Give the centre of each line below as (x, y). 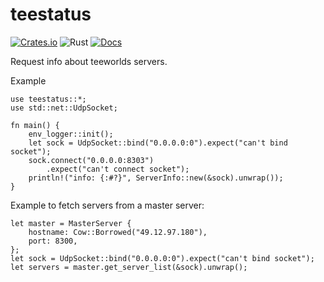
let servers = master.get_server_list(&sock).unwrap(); (129, 267)
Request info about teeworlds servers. (89, 61)
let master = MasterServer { (71, 223)
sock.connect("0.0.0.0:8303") (91, 160)
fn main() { (35, 125)
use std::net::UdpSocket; (64, 108)
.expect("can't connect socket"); (118, 169)
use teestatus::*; (48, 99)
